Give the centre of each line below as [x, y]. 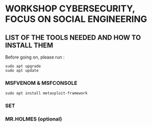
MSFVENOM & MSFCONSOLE [41, 83]
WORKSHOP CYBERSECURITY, [70, 9]
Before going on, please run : [35, 57]
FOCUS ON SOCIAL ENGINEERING [76, 19]
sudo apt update [22, 70]
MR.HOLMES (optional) [34, 119]
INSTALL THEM [29, 45]
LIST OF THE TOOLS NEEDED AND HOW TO [73, 37]
